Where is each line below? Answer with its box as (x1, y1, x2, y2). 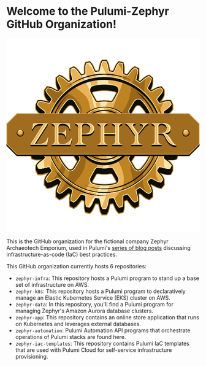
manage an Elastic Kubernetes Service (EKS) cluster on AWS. (15, 294, 170, 302)
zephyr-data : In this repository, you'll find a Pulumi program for (15, 300, 174, 308)
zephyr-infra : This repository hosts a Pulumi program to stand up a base (15, 274, 199, 282)
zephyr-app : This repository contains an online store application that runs (15, 313, 199, 321)
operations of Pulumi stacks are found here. (15, 333, 126, 340)
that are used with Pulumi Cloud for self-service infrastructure (15, 346, 172, 354)
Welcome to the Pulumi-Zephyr (6, 4, 170, 18)
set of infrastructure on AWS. (15, 281, 90, 288)
